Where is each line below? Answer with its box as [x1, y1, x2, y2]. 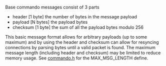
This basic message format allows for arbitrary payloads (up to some [5, 34, 147, 40]
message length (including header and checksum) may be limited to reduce [5, 50, 161, 56]
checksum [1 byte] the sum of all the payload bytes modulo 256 [12, 24, 144, 30]
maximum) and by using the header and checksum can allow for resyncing [5, 39, 159, 45]
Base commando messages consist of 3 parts [5, 4, 99, 10]
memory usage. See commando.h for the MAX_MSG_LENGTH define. [5, 55, 148, 61]
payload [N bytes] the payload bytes [12, 19, 88, 25]
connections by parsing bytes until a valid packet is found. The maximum [5, 45, 156, 50]
